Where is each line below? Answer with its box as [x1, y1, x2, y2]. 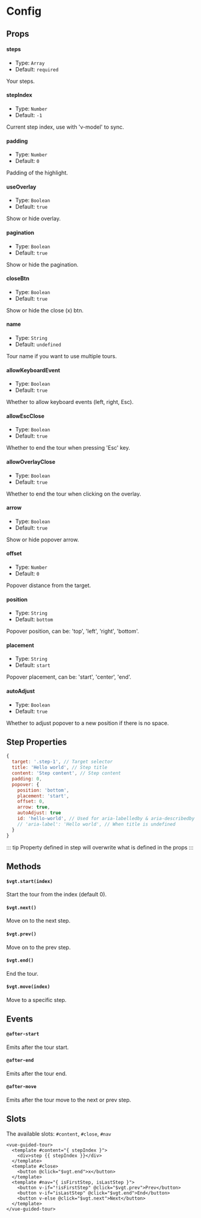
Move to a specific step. [6, 996, 67, 1003]
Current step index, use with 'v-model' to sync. [6, 123, 124, 131]
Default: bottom [15, 616, 54, 623]
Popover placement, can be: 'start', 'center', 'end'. [6, 673, 132, 681]
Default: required [15, 65, 59, 73]
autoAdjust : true [17, 810, 62, 816]
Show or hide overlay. [6, 215, 61, 222]
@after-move [6, 1084, 37, 1090]
